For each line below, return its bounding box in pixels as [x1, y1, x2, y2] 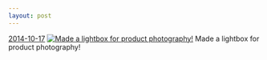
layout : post [8, 11, 52, 20]
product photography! [8, 42, 81, 52]
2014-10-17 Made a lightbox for [8, 34, 260, 43]
